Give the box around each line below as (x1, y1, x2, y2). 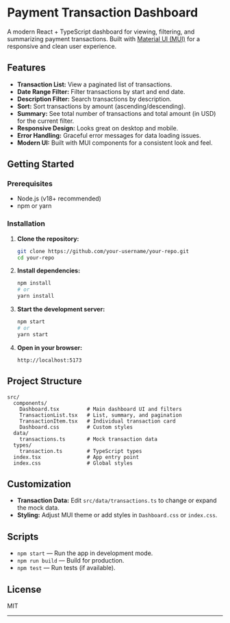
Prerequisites (7, 179, 53, 189)
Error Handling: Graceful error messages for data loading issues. (16, 131, 201, 139)
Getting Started (7, 158, 75, 170)
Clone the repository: (16, 235, 79, 243)
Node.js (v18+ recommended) (16, 194, 101, 203)
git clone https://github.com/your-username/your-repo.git (16, 248, 190, 255)
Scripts (7, 530, 39, 543)
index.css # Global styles (13, 460, 133, 467)
